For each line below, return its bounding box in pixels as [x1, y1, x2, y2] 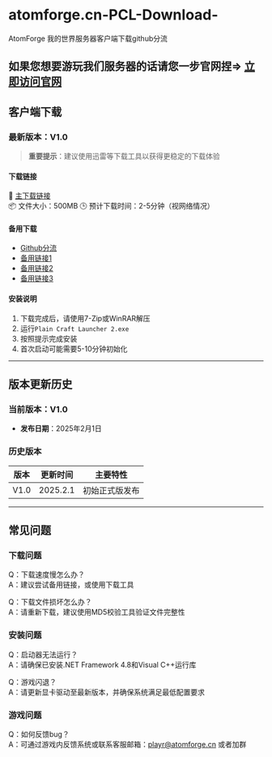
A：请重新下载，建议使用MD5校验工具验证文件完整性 [8, 607, 185, 617]
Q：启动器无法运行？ [8, 649, 79, 659]
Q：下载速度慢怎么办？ [8, 570, 85, 579]
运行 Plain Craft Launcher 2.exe [19, 323, 130, 333]
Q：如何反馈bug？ [8, 729, 70, 739]
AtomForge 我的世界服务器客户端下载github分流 [8, 33, 168, 43]
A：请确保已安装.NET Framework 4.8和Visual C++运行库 [8, 660, 197, 669]
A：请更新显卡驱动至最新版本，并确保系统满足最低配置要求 [8, 687, 205, 697]
